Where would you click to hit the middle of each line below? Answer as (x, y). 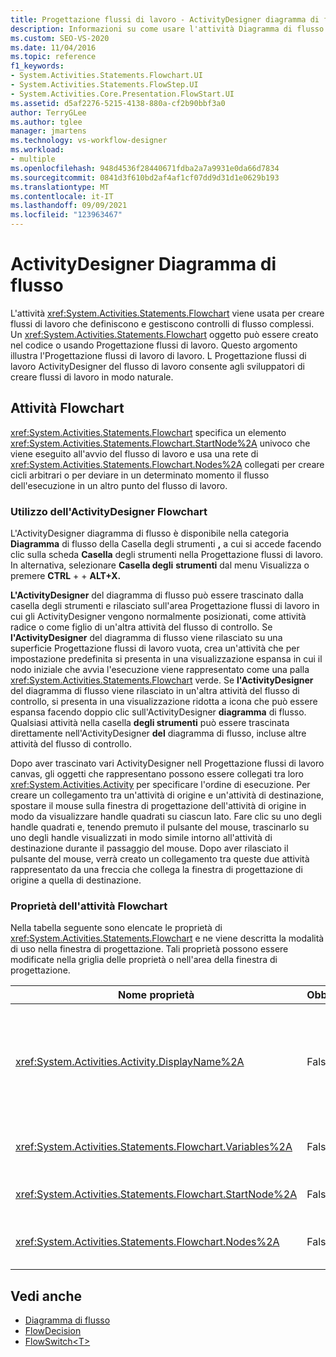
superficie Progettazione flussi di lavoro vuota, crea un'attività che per (155, 648)
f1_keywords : (37, 66)
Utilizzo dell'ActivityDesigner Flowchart (109, 511)
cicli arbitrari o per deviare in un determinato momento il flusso (140, 475)
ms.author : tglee (46, 122)
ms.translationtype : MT (60, 187)
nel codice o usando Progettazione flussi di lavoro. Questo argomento (154, 345)
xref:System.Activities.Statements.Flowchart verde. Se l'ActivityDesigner (162, 680)
